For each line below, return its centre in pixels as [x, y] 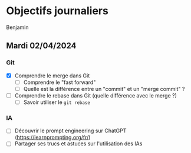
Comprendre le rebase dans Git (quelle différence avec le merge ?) [95, 95]
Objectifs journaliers [57, 11]
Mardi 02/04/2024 [41, 46]
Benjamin [17, 27]
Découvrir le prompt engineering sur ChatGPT [70, 131]
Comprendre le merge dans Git [52, 76]
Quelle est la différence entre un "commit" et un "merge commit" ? [104, 89]
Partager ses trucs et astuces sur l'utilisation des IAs [78, 144]
